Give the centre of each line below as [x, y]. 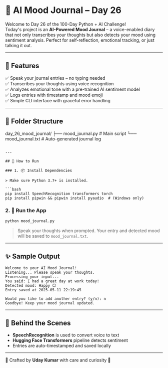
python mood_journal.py [30, 221]
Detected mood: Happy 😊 [31, 285]
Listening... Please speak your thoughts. [50, 272]
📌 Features [22, 66]
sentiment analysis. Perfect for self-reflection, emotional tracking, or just [80, 40]
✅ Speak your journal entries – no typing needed [55, 78]
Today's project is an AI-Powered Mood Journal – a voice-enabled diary [80, 29]
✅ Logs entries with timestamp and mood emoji [54, 95]
